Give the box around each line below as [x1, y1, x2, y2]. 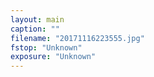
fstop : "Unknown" [10, 42, 83, 53]
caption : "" [10, 24, 60, 34]
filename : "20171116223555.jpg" [10, 33, 145, 43]
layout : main [10, 14, 65, 25]
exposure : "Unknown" [10, 52, 97, 62]
